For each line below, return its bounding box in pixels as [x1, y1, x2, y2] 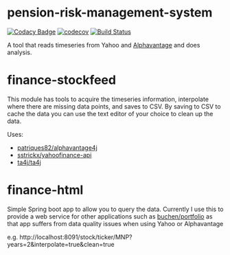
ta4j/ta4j [16, 158, 41, 166]
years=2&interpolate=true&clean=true [7, 240, 115, 248]
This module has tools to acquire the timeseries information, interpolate [7, 95, 209, 103]
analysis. [7, 48, 32, 56]
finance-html [7, 182, 84, 198]
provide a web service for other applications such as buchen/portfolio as [7, 212, 213, 221]
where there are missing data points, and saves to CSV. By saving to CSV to [7, 102, 221, 111]
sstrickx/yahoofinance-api [16, 151, 92, 159]
